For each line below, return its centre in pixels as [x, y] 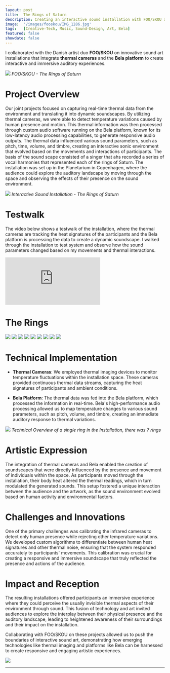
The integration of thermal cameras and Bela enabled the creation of [77, 464]
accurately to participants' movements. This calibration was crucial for [79, 552]
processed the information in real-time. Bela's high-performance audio [86, 403]
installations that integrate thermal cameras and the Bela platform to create [84, 58]
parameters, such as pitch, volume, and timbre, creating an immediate [86, 414]
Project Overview [42, 95]
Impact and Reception [52, 584]
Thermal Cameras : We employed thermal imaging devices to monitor [85, 372]
